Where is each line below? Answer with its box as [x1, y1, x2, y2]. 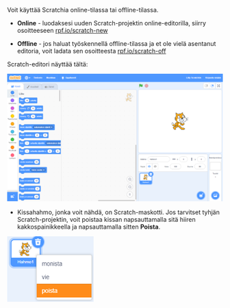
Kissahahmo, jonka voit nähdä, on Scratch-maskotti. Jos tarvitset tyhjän [16, 208, 220, 216]
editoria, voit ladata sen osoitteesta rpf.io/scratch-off [16, 47, 166, 55]
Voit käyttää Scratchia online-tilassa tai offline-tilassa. [7, 6, 159, 14]
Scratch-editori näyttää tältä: [7, 60, 88, 68]
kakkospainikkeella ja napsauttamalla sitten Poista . [16, 222, 161, 231]
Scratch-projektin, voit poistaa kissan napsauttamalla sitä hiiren [16, 215, 196, 223]
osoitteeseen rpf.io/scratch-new [16, 27, 108, 34]
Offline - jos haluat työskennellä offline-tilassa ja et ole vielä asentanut [16, 40, 216, 47]
